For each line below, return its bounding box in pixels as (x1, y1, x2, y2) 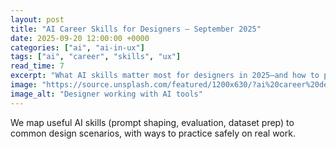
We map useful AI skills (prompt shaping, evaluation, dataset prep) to (10, 116, 295, 128)
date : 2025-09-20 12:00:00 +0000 (10, 33, 150, 43)
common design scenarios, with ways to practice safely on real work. (10, 127, 296, 139)
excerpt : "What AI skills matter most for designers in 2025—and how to (10, 71, 320, 81)
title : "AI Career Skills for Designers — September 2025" (10, 24, 262, 34)
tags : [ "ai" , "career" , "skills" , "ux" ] (10, 52, 182, 62)
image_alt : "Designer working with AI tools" (10, 89, 203, 99)
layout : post (10, 14, 65, 25)
